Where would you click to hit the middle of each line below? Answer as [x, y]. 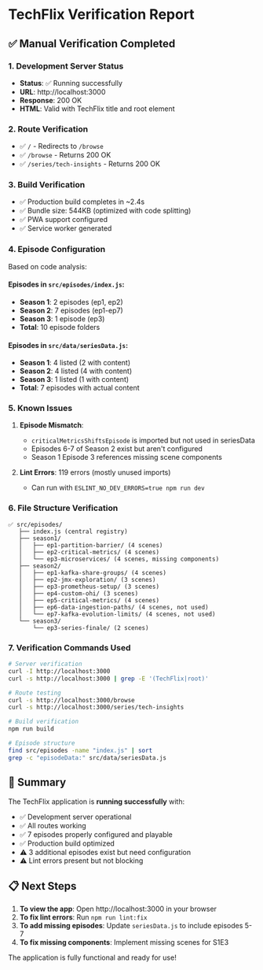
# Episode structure [42, 743]
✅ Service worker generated [66, 228]
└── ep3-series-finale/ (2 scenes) [91, 628]
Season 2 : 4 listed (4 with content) [76, 371]
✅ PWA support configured [64, 220]
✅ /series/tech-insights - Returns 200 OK [90, 164]
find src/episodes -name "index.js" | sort [80, 750]
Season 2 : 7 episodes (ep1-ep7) [71, 310]
